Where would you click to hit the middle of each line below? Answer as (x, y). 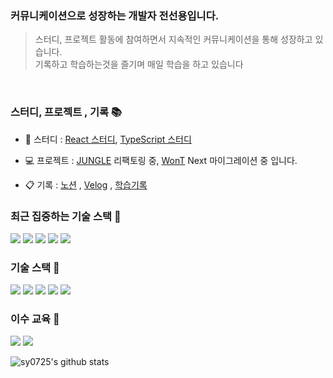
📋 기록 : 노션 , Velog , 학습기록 (86, 184)
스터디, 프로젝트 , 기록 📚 (66, 112)
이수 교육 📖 (35, 319)
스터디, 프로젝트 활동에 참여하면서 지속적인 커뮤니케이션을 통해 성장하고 (173, 39)
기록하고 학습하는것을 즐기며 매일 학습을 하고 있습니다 (139, 64)
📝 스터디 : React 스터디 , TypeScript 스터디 (108, 139)
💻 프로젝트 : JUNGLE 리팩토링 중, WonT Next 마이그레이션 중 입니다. (161, 160)
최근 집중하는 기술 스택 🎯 (66, 216)
